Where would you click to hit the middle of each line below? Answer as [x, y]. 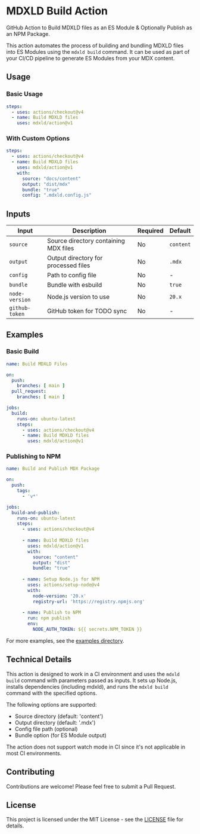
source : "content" [55, 557]
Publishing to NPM [34, 457]
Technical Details [39, 660]
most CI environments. [34, 753]
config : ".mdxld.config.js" [57, 195]
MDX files [60, 248]
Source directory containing [86, 241]
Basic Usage [25, 94]
